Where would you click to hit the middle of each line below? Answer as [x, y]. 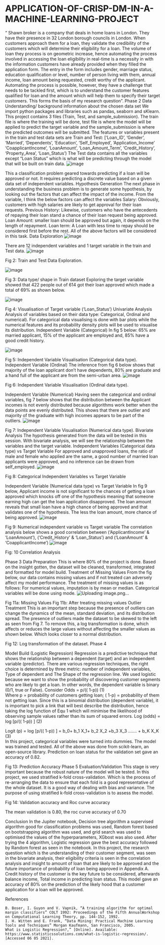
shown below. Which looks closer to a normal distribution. [64, 634]
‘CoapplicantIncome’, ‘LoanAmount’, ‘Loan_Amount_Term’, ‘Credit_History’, [80, 148]
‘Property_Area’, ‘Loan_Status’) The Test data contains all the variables [76, 153]
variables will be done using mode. [40, 593]
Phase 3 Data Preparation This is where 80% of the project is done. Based [81, 561]
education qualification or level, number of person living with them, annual [81, 74]
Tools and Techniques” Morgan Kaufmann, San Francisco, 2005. [70, 925]
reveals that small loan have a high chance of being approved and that [76, 507]
